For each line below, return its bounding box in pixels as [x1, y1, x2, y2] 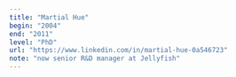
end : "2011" [9, 29, 53, 38]
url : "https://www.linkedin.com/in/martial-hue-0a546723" [9, 46, 228, 55]
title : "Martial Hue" [9, 12, 90, 22]
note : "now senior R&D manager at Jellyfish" [9, 54, 180, 63]
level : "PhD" [9, 37, 58, 47]
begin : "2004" [9, 21, 62, 30]
